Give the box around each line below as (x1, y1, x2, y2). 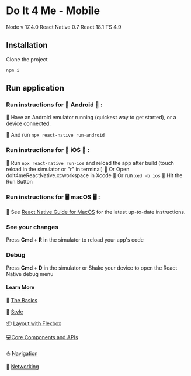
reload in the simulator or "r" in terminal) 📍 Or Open (6, 165, 130, 173)
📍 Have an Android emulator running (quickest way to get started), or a (6, 114, 176, 121)
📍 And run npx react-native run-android (6, 132, 105, 139)
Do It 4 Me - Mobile (6, 4, 100, 18)
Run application (6, 83, 65, 93)
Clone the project (6, 56, 48, 63)
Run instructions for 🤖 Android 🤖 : (6, 101, 103, 109)
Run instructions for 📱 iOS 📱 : (6, 146, 89, 154)
